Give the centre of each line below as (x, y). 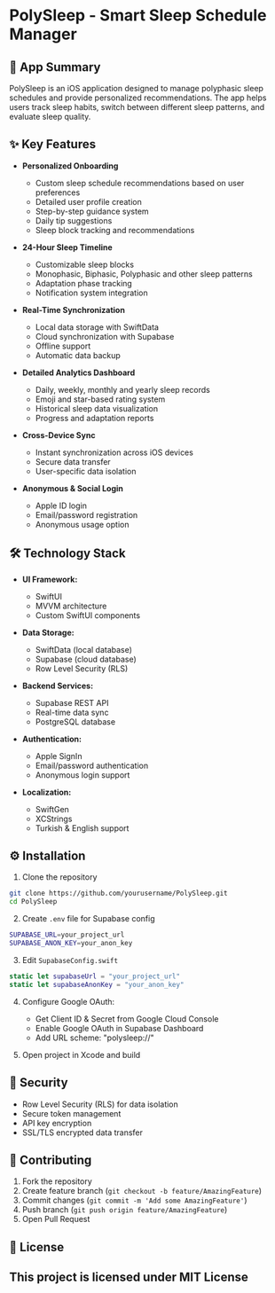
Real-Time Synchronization (74, 310)
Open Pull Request (56, 1219)
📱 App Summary (55, 67)
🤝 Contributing (51, 1160)
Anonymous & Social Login (73, 488)
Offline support (63, 346)
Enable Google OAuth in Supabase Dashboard (119, 1028)
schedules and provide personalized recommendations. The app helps (138, 98)
